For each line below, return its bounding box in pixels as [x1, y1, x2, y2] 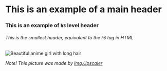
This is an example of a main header [5, 4, 162, 15]
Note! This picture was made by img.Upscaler [5, 60, 103, 66]
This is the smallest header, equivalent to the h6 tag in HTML [5, 34, 134, 40]
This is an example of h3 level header [5, 22, 99, 29]
